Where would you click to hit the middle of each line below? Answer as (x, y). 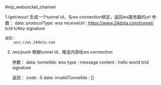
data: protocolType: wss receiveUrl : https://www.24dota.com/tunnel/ (84, 23)
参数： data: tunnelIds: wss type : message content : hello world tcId (80, 62)
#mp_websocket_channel (30, 7)
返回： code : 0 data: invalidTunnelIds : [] (53, 78)
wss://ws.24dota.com (34, 42)
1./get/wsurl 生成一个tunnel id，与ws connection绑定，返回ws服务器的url (78, 17)
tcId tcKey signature (25, 28)
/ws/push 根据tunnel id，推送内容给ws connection (62, 52)
